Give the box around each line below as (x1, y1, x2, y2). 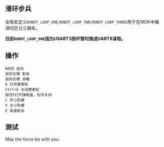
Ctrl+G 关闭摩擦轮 (5, 87, 40, 92)
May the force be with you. (5, 136, 60, 143)
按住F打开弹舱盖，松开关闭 (5, 92, 52, 97)
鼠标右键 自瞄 (5, 76, 30, 81)
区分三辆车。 (13, 25, 40, 31)
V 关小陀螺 (5, 103, 25, 108)
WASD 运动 (5, 66, 24, 71)
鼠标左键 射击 (5, 71, 30, 76)
